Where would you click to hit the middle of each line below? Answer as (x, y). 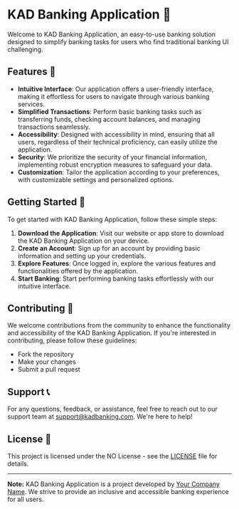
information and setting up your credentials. (82, 256)
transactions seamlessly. (54, 127)
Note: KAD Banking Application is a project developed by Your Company (114, 484)
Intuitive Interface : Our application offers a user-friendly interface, (116, 89)
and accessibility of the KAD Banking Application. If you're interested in (112, 333)
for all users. (26, 499)
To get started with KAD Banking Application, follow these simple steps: (112, 219)
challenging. (26, 49)
